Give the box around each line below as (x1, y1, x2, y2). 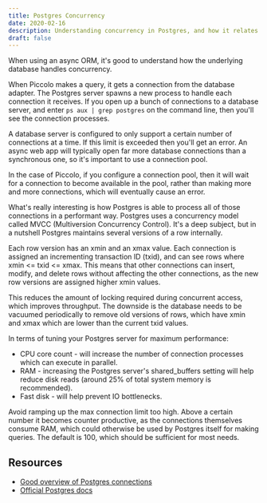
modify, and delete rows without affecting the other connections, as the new (8, 269, 259, 279)
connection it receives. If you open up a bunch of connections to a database (8, 97, 259, 106)
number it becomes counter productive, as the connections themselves (8, 416, 243, 426)
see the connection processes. (8, 113, 110, 124)
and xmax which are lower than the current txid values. (8, 319, 189, 328)
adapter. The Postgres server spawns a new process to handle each (8, 89, 233, 98)
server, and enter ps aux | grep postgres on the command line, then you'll (8, 105, 254, 115)
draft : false (8, 34, 52, 42)
